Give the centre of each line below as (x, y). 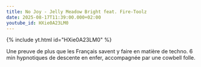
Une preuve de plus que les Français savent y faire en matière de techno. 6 (100, 51)
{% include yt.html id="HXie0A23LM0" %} (59, 40)
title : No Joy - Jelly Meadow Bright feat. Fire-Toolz (77, 12)
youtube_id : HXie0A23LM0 (37, 23)
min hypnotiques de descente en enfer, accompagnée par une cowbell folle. (101, 58)
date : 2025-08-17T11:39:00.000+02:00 (54, 17)
